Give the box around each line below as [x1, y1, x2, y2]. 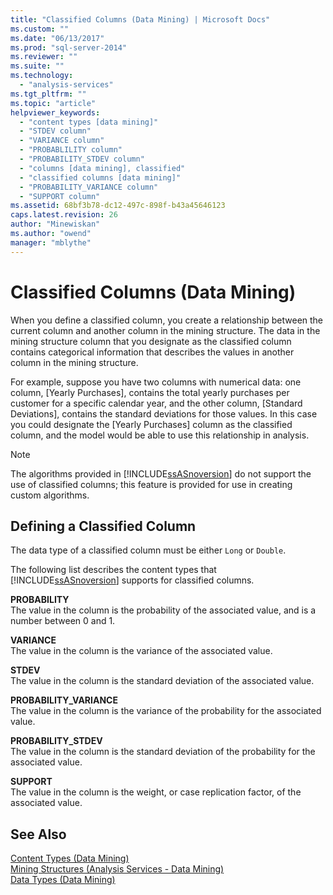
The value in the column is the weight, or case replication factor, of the [10, 786, 302, 798]
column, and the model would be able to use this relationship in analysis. [10, 429, 310, 441]
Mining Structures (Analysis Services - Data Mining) [10, 863, 225, 875]
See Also [10, 826, 67, 843]
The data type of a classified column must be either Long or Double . [10, 544, 287, 556]
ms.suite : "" [10, 61, 65, 71]
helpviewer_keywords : [10, 107, 101, 118]
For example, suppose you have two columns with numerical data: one [10, 376, 302, 388]
